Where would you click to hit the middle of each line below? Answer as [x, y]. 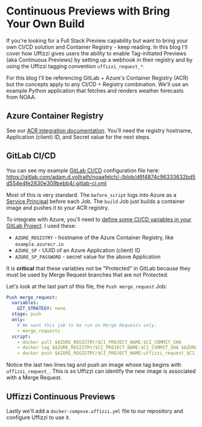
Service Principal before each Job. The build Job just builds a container [96, 201]
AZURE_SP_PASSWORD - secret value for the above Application [88, 257]
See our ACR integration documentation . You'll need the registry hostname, [99, 130]
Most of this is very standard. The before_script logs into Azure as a [91, 195]
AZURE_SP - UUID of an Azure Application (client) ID [78, 250]
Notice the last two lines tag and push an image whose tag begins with [94, 365]
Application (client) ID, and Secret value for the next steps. [78, 137]
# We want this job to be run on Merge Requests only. [87, 325]
